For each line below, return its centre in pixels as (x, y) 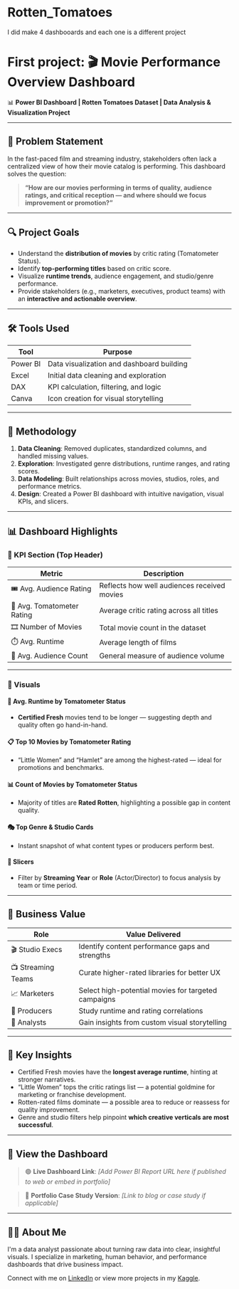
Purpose (118, 352)
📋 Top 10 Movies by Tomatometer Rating (69, 742)
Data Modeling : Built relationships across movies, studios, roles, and (118, 479)
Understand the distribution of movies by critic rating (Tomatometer (118, 253)
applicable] (41, 1203)
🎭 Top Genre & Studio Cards (51, 827)
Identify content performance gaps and (144, 946)
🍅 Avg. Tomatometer (45, 606)
